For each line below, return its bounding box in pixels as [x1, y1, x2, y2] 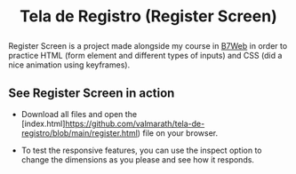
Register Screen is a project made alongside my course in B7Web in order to [8, 41, 288, 51]
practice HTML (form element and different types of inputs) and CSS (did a [8, 51, 283, 61]
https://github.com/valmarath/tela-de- [65, 118, 205, 129]
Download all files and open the [20, 109, 138, 119]
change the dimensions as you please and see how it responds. [20, 154, 255, 165]
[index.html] [20, 118, 66, 129]
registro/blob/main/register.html [20, 128, 139, 138]
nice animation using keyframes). [8, 59, 131, 70]
